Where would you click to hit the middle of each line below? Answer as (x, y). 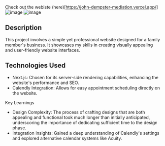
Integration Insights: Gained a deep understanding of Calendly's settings (86, 133)
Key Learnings (20, 102)
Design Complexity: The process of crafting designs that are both (79, 112)
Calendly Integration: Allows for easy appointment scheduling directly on (86, 88)
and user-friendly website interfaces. (43, 50)
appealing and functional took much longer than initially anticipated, (81, 117)
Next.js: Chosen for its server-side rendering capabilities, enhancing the (85, 77)
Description (23, 28)
